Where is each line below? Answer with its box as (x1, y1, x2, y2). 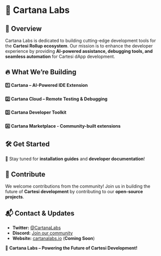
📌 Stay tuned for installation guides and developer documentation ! (5, 156, 146, 162)
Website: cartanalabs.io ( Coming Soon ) (12, 236, 95, 242)
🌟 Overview (5, 24, 42, 33)
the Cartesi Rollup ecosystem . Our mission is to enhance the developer (5, 43, 153, 49)
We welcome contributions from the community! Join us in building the (5, 183, 151, 189)
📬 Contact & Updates (5, 209, 75, 218)
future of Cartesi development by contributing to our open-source (5, 189, 143, 195)
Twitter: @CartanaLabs (12, 225, 61, 231)
